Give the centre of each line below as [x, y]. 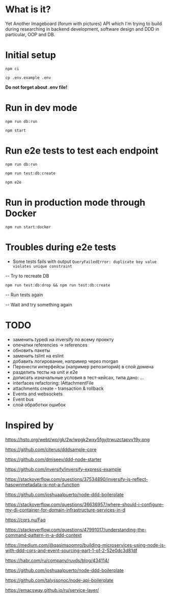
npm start [16, 130]
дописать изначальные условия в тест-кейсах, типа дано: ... [78, 378]
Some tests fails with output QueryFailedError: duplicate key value [84, 261]
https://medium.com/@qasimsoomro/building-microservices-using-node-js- [85, 545]
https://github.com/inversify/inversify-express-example [63, 469]
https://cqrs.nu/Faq [25, 520]
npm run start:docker [28, 227]
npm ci [12, 69]
